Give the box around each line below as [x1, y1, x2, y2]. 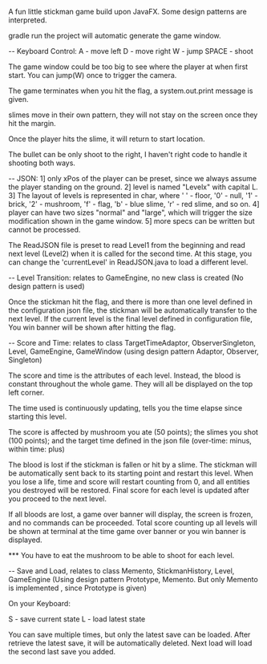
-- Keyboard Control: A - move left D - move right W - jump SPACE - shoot [8, 47, 254, 55]
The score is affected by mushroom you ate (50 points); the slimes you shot [8, 427, 259, 436]
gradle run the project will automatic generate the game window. [8, 31, 222, 40]
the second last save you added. [8, 647, 116, 656]
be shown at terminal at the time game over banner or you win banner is [8, 527, 246, 536]
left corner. [8, 388, 45, 397]
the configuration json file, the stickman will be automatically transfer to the [8, 306, 257, 315]
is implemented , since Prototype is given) [8, 583, 147, 593]
